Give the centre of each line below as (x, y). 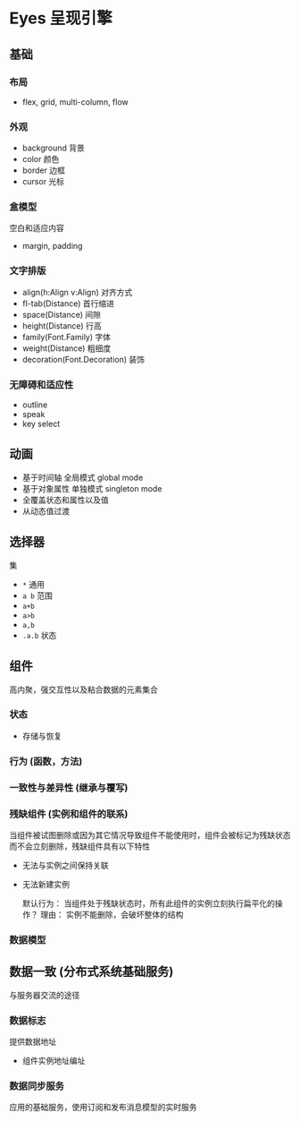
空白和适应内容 (37, 228)
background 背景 (53, 148)
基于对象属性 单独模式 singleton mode (92, 488)
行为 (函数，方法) (46, 761)
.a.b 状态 (39, 635)
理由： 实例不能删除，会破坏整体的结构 (112, 914)
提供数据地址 (33, 1041)
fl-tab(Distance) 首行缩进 (68, 303)
